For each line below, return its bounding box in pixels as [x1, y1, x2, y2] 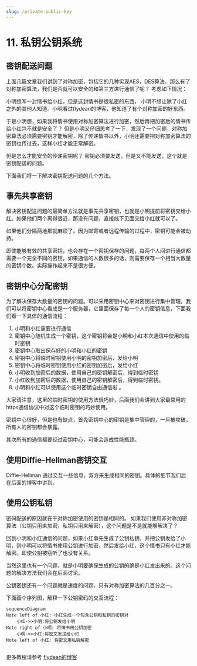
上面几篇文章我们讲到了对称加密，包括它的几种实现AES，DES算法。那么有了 [6, 78, 191, 85]
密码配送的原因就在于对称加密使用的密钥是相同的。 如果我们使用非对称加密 [6, 515, 188, 522]
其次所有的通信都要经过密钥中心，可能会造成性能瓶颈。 [6, 436, 140, 443]
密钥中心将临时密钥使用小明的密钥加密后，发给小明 [14, 354, 138, 362]
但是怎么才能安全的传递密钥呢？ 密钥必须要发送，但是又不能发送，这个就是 [6, 152, 188, 159]
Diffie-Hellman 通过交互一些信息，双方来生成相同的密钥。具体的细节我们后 [6, 472, 186, 479]
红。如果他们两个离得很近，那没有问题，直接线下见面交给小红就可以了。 [6, 215, 181, 222]
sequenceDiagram [6, 606, 46, 612]
